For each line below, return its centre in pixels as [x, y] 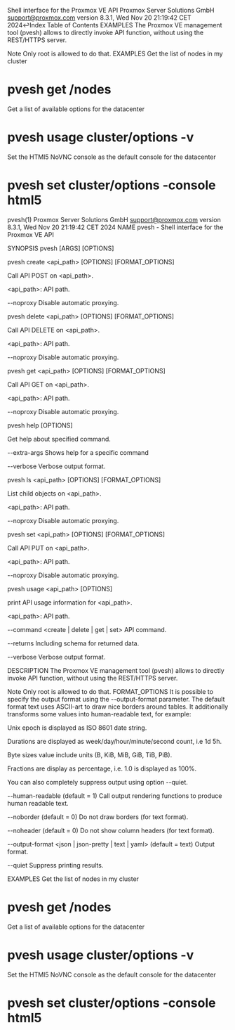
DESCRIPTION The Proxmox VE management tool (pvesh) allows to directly [116, 670]
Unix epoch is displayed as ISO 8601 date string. [77, 728]
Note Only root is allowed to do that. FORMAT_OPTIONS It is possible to [110, 691]
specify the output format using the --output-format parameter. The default [116, 699]
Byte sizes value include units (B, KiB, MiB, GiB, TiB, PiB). [90, 754]
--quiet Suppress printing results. [55, 865]
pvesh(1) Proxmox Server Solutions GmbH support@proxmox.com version [114, 219]
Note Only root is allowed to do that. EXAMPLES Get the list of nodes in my [115, 53]
